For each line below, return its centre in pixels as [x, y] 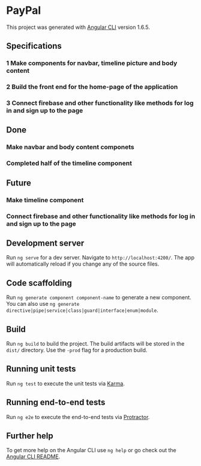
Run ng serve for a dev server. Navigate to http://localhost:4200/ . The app [100, 258]
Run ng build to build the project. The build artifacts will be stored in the [95, 343]
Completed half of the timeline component [69, 163]
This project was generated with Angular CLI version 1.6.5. [78, 27]
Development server [45, 243]
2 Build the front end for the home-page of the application [92, 87]
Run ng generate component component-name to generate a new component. [99, 297]
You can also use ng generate [43, 304]
